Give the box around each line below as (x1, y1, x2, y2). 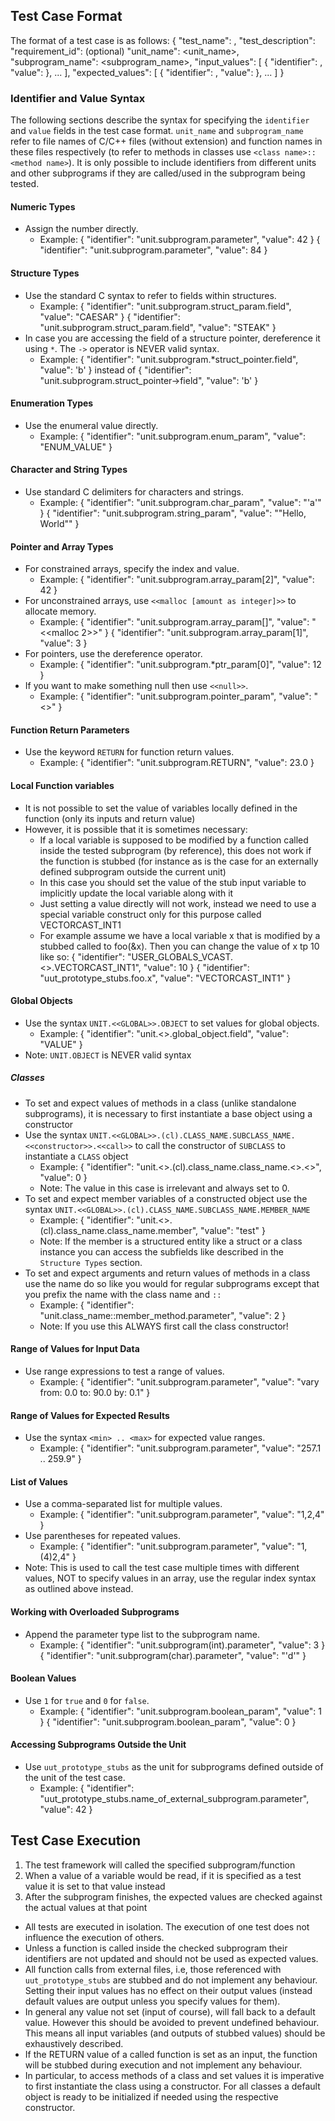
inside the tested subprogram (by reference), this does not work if (39, 844, 312, 856)
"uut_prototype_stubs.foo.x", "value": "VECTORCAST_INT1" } (39, 972, 292, 984)
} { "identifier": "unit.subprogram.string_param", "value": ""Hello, (39, 507, 307, 519)
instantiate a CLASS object (24, 1150, 129, 1162)
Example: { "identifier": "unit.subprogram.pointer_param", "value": (39, 690, 312, 703)
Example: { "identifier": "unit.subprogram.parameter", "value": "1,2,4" (39, 1509, 325, 1521)
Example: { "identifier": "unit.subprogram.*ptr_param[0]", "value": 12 (39, 659, 322, 671)
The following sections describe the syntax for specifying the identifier (10, 114, 310, 126)
